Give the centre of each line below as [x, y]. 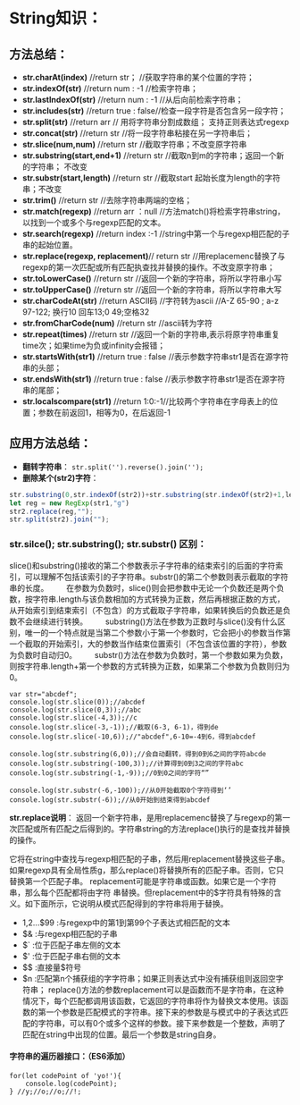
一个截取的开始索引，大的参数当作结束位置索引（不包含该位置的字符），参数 [148, 644]
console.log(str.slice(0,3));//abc [75, 710]
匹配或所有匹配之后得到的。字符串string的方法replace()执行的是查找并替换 [154, 829]
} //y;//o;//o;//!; [46, 1092]
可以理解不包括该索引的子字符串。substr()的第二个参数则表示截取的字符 [156, 577]
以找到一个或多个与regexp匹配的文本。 [94, 223]
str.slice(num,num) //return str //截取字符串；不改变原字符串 [134, 144]
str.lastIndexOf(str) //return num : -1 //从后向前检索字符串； [133, 100]
